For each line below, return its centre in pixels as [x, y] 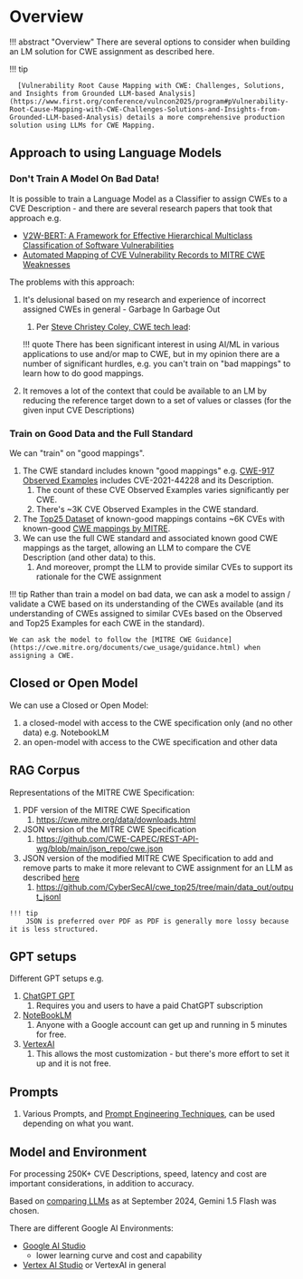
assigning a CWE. [42, 655]
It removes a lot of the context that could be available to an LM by [144, 391]
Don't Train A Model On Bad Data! [85, 179]
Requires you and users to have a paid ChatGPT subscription [150, 1006]
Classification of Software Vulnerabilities [98, 245]
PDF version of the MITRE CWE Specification [106, 809]
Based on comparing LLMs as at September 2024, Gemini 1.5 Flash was [143, 1201]
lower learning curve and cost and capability [119, 1255]
